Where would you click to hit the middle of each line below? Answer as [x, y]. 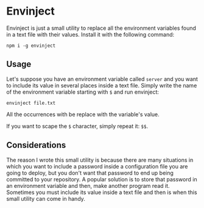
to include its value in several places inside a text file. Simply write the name [102, 85]
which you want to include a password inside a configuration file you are [97, 166]
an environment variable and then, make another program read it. [88, 185]
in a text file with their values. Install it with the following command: [90, 34]
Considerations [36, 145]
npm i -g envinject [31, 46]
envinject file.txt [31, 103]
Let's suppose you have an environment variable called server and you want [102, 79]
